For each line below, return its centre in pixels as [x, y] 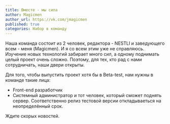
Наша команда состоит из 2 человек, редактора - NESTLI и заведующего [85, 43]
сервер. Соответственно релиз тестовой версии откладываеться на [87, 101]
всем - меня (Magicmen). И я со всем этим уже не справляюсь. [75, 49]
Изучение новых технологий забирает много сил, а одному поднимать [82, 54]
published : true [22, 24]
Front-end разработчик [38, 90]
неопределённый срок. [38, 106]
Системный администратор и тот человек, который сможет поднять [87, 96]
